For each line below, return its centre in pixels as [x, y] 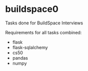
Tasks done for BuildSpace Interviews [44, 23]
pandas [20, 58]
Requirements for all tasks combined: [43, 32]
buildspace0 [32, 9]
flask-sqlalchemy [30, 47]
